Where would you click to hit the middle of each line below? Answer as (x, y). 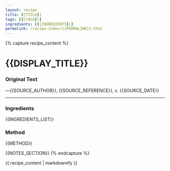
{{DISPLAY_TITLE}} (47, 63)
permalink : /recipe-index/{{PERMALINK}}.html (54, 29)
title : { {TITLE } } (24, 15)
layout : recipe (21, 10)
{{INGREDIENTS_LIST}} (30, 119)
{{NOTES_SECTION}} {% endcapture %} (48, 153)
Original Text (22, 79)
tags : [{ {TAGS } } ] (24, 19)
